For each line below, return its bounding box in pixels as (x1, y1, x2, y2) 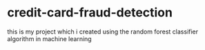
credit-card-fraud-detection (7, 5, 173, 21)
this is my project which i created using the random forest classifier (7, 27, 199, 36)
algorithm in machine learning (7, 34, 92, 42)
